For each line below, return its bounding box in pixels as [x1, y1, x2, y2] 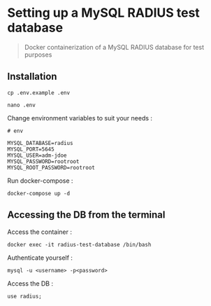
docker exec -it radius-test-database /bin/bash [7, 241, 152, 248]
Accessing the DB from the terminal [7, 209, 166, 221]
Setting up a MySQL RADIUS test [7, 5, 201, 21]
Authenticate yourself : [7, 253, 73, 262]
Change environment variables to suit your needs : [7, 113, 152, 122]
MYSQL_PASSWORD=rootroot [7, 158, 80, 165]
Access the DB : [7, 279, 54, 288]
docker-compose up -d [7, 190, 71, 197]
